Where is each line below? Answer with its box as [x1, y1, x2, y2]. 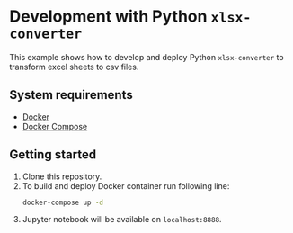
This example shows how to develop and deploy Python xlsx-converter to [9, 51, 285, 62]
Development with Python [9, 6, 208, 27]
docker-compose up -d [22, 198, 103, 207]
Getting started [9, 147, 97, 163]
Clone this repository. [22, 171, 102, 182]
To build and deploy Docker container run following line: [22, 180, 230, 191]
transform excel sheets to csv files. [9, 61, 139, 72]
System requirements [9, 87, 133, 103]
